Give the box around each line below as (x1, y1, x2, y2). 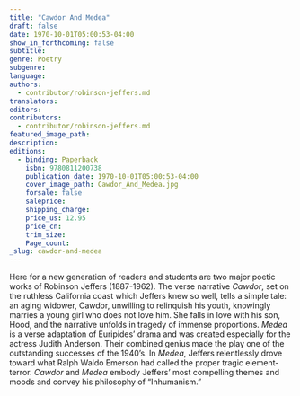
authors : (9, 80, 42, 89)
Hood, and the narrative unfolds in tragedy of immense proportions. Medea (9, 320, 288, 330)
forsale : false (25, 189, 83, 198)
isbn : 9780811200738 (25, 163, 102, 172)
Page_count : (25, 239, 70, 248)
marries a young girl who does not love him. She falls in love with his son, (9, 310, 281, 321)
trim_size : (25, 230, 66, 239)
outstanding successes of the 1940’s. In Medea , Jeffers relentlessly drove (9, 348, 283, 359)
